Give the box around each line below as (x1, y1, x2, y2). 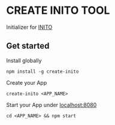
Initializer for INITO (6, 23, 53, 31)
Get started (6, 41, 50, 51)
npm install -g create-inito (6, 69, 79, 75)
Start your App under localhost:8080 (6, 101, 97, 108)
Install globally (6, 56, 42, 64)
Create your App (6, 79, 47, 86)
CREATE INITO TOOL (6, 4, 110, 17)
